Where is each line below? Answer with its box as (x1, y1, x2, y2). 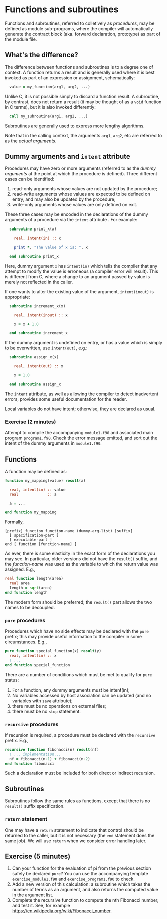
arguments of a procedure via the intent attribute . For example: (5, 217, 137, 223)
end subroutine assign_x (9, 382, 61, 387)
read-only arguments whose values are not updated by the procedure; (12, 186, 157, 192)
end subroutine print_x (9, 254, 59, 259)
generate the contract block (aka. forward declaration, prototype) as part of (5, 31, 161, 37)
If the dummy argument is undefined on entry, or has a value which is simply (5, 340, 162, 346)
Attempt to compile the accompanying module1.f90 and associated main (5, 430, 153, 436)
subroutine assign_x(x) (9, 355, 59, 360)
